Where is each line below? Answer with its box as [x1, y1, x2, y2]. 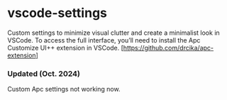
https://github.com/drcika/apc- [123, 43, 214, 52]
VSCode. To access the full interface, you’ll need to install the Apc [7, 35, 201, 44]
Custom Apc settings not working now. [7, 85, 121, 94]
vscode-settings [7, 5, 108, 21]
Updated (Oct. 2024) [7, 69, 80, 79]
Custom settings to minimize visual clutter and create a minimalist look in [7, 28, 220, 37]
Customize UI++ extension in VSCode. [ [7, 43, 124, 52]
